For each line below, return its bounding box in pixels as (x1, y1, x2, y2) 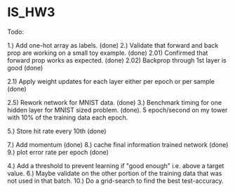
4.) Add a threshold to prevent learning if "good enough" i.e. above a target (7, 161, 224, 169)
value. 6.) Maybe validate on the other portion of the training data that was (7, 169, 222, 177)
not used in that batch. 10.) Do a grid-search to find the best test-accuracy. (7, 177, 224, 185)
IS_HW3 (7, 4, 55, 20)
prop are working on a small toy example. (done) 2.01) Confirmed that (7, 49, 208, 57)
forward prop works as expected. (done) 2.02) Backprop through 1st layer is (7, 56, 227, 64)
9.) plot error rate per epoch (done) (7, 148, 109, 156)
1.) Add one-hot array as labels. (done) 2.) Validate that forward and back (7, 41, 219, 49)
